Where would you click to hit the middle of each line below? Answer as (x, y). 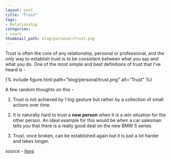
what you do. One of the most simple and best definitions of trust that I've (83, 64)
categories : (18, 29)
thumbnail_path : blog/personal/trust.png (50, 39)
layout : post (19, 10)
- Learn (14, 34)
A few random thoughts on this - (40, 89)
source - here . (20, 151)
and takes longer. (31, 141)
